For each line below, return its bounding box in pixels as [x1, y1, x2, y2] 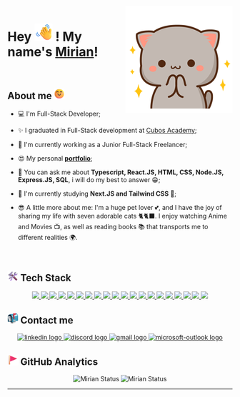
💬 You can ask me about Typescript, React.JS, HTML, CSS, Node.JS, [17, 168, 224, 176]
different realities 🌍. [17, 233, 78, 241]
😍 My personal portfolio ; [17, 154, 93, 162]
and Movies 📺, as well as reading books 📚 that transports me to [17, 222, 209, 231]
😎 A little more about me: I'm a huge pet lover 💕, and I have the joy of [17, 203, 223, 211]
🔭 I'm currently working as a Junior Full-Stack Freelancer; [17, 140, 188, 149]
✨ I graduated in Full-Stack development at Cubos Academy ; [17, 126, 198, 134]
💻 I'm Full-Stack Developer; [17, 109, 101, 118]
